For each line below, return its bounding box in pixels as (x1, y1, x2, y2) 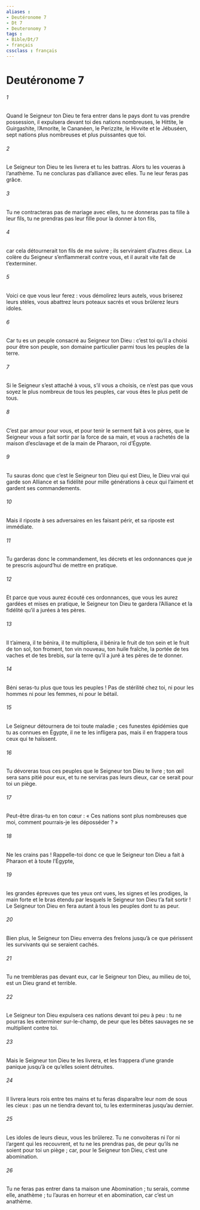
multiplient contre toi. (6, 1024, 59, 1032)
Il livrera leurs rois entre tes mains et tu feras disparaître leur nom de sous (6, 1095, 187, 1102)
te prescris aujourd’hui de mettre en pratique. (6, 562, 118, 569)
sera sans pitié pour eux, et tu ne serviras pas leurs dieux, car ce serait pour (6, 774, 194, 781)
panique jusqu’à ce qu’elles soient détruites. (6, 1063, 115, 1070)
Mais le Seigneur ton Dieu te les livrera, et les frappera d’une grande (6, 1057, 174, 1064)
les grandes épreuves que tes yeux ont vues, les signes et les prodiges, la (6, 889, 188, 896)
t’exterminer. (6, 260, 37, 267)
